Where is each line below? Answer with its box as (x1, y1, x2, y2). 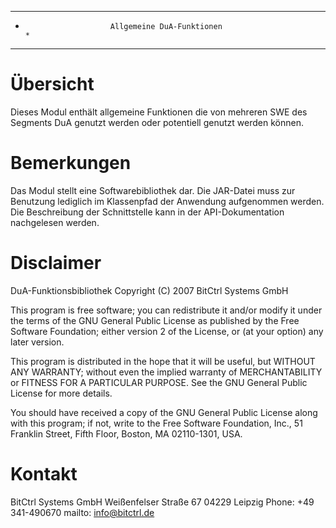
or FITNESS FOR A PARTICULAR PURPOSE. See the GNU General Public (10, 376, 308, 388)
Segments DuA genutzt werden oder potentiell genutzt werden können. (10, 116, 304, 128)
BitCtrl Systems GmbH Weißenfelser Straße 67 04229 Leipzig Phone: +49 (10, 496, 315, 508)
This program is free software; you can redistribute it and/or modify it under (10, 304, 323, 316)
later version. (10, 336, 65, 348)
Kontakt (10, 463, 78, 485)
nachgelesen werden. (10, 216, 100, 228)
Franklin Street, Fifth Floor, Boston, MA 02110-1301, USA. (10, 427, 243, 440)
